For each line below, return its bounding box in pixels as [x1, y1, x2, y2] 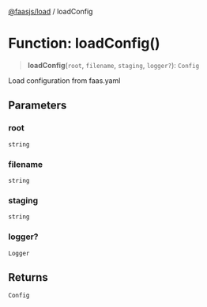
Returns [8, 271, 49, 284]
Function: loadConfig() [8, 35, 160, 52]
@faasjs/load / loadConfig [8, 7, 93, 16]
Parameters [8, 99, 67, 112]
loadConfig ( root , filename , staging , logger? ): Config [27, 60, 200, 70]
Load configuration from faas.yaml [8, 75, 121, 85]
